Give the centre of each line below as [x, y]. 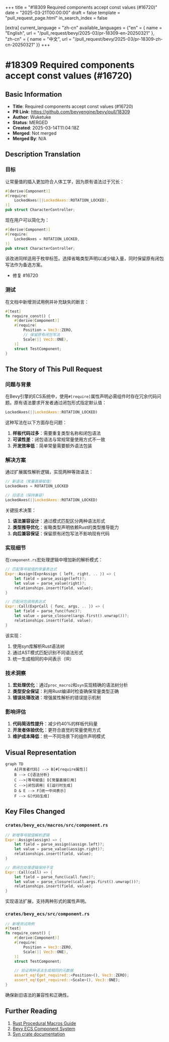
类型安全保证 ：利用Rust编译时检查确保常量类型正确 [66, 691]
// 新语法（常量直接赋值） [29, 481]
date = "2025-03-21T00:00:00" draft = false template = [63, 13]
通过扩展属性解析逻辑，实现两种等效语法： [49, 472]
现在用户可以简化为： [27, 220]
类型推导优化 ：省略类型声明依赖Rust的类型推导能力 [66, 527]
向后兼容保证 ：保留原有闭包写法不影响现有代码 [61, 533]
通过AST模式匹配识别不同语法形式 [48, 652]
